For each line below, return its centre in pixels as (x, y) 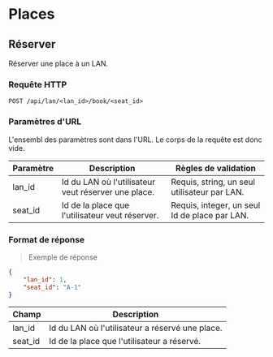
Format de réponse (47, 239)
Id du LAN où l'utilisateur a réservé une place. (135, 328)
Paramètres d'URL (45, 122)
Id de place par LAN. (210, 215)
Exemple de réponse (63, 257)
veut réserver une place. (108, 191)
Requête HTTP (38, 84)
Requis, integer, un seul (215, 205)
